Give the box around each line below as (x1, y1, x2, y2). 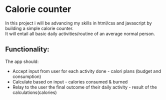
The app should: (5, 58, 39, 64)
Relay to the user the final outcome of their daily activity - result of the (12, 84, 157, 90)
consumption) (12, 73, 41, 79)
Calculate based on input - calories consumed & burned (12, 78, 128, 84)
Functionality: (5, 45, 49, 53)
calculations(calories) (12, 89, 57, 95)
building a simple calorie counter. (5, 25, 73, 31)
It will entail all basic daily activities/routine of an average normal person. (5, 30, 155, 36)
